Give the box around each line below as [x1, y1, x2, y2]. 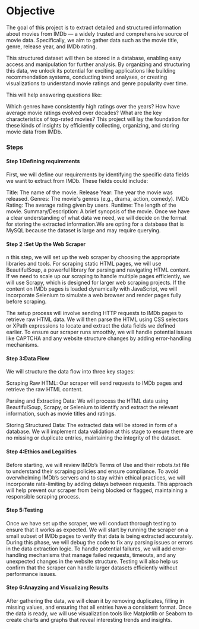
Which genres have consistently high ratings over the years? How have [6, 102, 180, 110]
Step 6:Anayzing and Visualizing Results [6, 584, 109, 591]
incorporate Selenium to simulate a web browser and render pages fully [6, 292, 182, 299]
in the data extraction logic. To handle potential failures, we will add [6, 545, 171, 552]
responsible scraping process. [6, 493, 80, 500]
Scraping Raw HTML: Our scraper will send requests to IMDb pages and [6, 379, 183, 387]
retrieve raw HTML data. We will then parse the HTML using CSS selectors [6, 316, 189, 323]
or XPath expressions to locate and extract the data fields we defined [6, 322, 176, 329]
